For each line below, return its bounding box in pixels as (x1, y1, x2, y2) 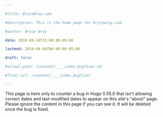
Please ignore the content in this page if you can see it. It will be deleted (5, 101, 151, 107)
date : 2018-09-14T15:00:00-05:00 (5, 38, 74, 43)
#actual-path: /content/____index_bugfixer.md (5, 64, 102, 69)
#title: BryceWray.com (5, 11, 52, 16)
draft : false (5, 56, 32, 60)
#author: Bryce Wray (5, 29, 48, 34)
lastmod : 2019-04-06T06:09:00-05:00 (5, 47, 80, 52)
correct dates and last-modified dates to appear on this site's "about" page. (5, 96, 159, 101)
